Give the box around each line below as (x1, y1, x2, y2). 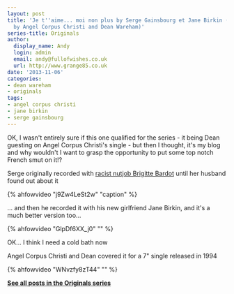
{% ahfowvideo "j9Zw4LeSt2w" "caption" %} (7, 190, 138, 198)
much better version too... (7, 211, 81, 219)
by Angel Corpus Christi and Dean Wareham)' (13, 23, 145, 30)
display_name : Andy (13, 43, 70, 50)
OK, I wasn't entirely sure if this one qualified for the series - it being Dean (7, 133, 220, 142)
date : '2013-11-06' (7, 68, 64, 75)
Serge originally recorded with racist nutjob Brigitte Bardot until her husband (7, 169, 226, 177)
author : (7, 36, 30, 43)
